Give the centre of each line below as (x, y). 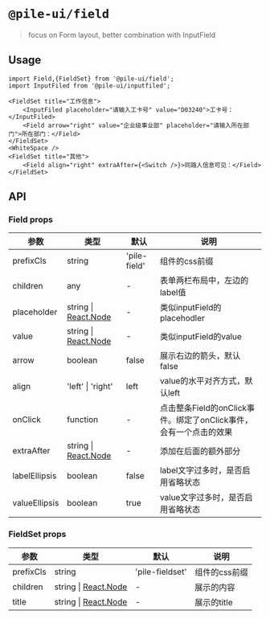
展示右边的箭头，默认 (200, 356)
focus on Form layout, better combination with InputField (122, 35)
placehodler (182, 318)
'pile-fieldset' (161, 572)
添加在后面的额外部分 (200, 451)
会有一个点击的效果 (196, 432)
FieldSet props (37, 535)
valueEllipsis (36, 503)
